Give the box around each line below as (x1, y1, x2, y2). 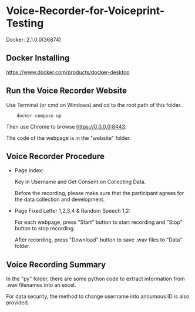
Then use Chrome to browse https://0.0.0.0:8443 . (6, 123, 127, 130)
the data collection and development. (14, 196, 105, 203)
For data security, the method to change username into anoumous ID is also (6, 293, 190, 300)
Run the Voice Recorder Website (6, 86, 127, 96)
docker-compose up (16, 113, 62, 119)
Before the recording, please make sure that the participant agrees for (14, 190, 184, 197)
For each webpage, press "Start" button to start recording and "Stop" (14, 219, 183, 226)
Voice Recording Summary (6, 260, 106, 270)
